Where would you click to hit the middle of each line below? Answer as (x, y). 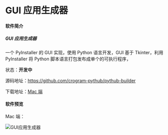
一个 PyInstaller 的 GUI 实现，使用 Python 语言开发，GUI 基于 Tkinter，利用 (84, 52)
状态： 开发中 (19, 70)
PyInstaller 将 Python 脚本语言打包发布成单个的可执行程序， (68, 59)
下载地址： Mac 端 (24, 91)
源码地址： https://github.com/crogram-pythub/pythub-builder (71, 80)
